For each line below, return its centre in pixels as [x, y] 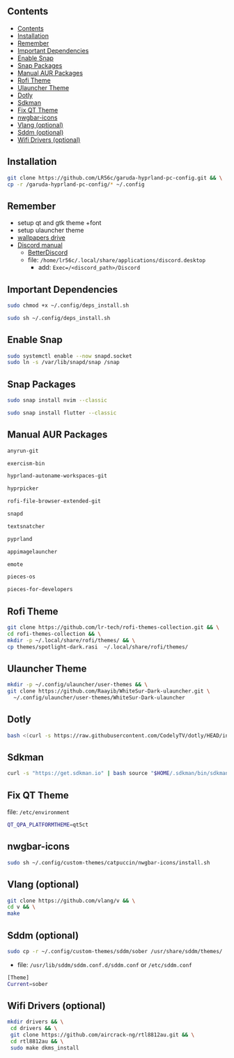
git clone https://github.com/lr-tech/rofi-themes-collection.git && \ [113, 628]
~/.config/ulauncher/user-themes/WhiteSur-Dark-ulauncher [100, 698]
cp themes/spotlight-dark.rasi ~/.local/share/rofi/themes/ [98, 647]
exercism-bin [26, 463]
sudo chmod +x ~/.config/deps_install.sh [68, 305]
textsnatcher [26, 526]
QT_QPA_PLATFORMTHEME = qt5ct [48, 825]
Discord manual [40, 245]
